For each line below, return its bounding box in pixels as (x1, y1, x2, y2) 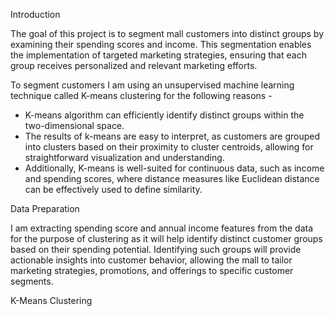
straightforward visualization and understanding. (24, 152, 225, 163)
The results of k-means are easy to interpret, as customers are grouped (24, 130, 320, 142)
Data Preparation (10, 203, 80, 214)
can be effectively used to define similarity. (24, 184, 203, 195)
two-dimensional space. (24, 120, 125, 131)
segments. (10, 275, 54, 287)
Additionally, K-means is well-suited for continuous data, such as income (24, 162, 325, 174)
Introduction (10, 9, 61, 20)
